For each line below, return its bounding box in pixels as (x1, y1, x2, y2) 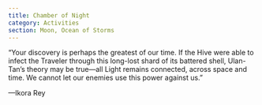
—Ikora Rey (8, 88, 46, 98)
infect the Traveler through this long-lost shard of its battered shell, (8, 56, 226, 66)
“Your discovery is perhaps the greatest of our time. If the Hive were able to (8, 48, 254, 58)
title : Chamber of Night (8, 11, 90, 20)
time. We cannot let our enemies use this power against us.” (8, 73, 204, 83)
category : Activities (8, 19, 80, 27)
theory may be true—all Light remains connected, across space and (26, 65, 247, 74)
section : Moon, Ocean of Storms (8, 26, 114, 34)
